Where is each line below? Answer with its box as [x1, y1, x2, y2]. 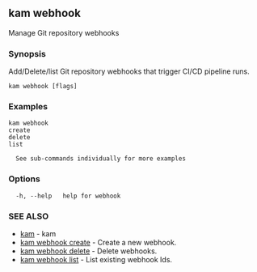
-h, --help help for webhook [15, 192, 121, 200]
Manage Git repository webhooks [8, 28, 120, 37]
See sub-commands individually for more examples [15, 155, 186, 163]
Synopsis [8, 48, 46, 59]
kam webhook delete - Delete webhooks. [19, 246, 158, 256]
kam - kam [19, 229, 57, 238]
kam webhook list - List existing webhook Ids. [19, 255, 172, 264]
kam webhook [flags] [8, 83, 78, 91]
